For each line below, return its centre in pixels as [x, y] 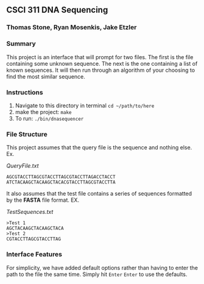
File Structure [27, 134]
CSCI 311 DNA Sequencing [57, 10]
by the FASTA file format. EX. [43, 200]
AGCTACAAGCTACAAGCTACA [35, 229]
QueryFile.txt [23, 166]
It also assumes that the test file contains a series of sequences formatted [99, 194]
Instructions [25, 92]
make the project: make [43, 112]
